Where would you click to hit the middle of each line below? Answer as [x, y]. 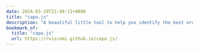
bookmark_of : [22, 28]
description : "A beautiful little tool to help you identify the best [95, 22]
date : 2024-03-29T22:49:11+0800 [46, 11]
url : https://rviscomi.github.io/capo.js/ [65, 39]
